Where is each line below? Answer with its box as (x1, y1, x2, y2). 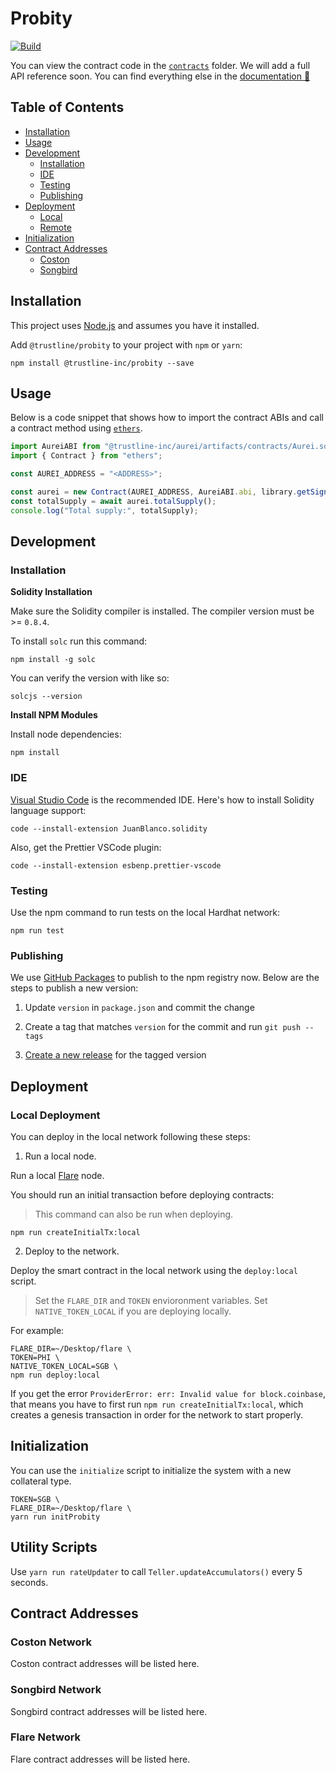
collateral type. (10, 1475, 72, 1487)
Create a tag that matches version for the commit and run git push (24, 1021, 302, 1033)
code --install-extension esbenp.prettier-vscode (10, 860, 222, 871)
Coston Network (10, 1635, 92, 1649)
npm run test (10, 925, 65, 936)
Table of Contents (10, 99, 125, 116)
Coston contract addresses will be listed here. (10, 1658, 200, 1670)
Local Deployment (10, 1108, 101, 1122)
